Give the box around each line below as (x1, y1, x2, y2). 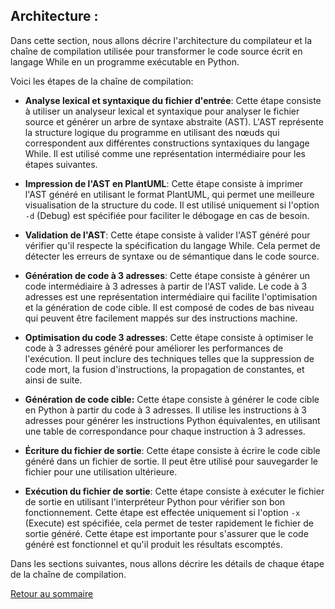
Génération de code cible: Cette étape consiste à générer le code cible (24, 393, 320, 405)
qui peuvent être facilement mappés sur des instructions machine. (24, 312, 298, 324)
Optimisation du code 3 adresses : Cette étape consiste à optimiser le (24, 331, 314, 343)
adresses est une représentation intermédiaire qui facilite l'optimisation (24, 290, 318, 303)
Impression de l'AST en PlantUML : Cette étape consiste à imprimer (24, 177, 304, 189)
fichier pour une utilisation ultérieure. (24, 465, 178, 478)
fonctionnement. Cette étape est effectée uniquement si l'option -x (24, 506, 301, 518)
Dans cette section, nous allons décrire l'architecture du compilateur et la (10, 34, 313, 46)
